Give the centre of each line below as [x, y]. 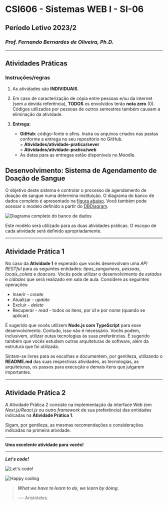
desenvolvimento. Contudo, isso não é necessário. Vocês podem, [73, 330]
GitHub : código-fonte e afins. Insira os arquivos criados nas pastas [89, 133]
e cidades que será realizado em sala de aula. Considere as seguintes [77, 279]
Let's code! [17, 459]
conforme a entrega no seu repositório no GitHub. [71, 139]
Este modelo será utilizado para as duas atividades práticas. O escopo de [81, 225]
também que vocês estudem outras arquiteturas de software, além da [77, 341]
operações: [17, 285]
